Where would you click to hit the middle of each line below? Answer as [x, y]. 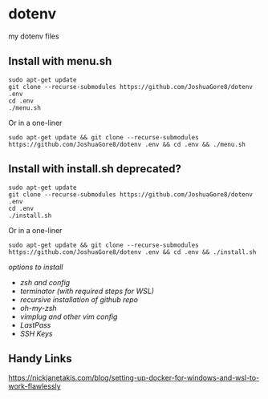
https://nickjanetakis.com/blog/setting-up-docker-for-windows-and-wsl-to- [134, 378]
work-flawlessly [35, 386]
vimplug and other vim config [69, 316]
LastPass [35, 324]
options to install [36, 267]
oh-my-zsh [39, 308]
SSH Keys [36, 333]
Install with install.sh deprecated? [95, 169]
